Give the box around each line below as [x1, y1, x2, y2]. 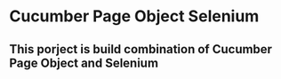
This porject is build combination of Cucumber [9, 42, 273, 57]
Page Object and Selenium [9, 55, 158, 70]
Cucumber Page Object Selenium [9, 6, 260, 27]
